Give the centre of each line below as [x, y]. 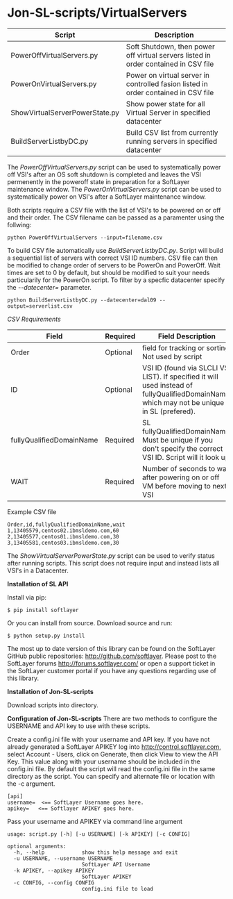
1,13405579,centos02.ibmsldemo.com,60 [63, 530]
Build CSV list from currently [172, 132]
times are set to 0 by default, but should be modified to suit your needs [109, 272]
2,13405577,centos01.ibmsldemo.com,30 [63, 536]
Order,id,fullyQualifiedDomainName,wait [67, 525]
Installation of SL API [38, 584]
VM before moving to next [184, 486]
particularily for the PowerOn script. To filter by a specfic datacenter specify [116, 280]
